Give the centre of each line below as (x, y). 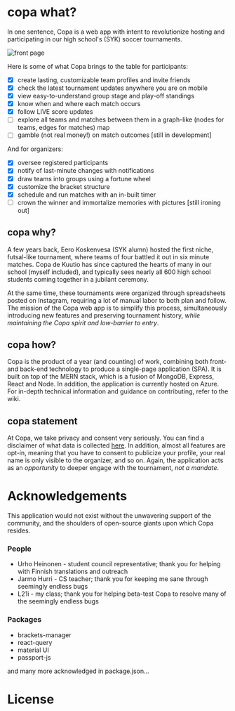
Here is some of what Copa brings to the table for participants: (98, 66)
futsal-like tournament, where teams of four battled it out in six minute (108, 256)
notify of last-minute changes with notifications (86, 171)
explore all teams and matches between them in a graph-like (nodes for (121, 119)
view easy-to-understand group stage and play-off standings (106, 96)
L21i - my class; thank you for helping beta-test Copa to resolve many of (122, 594)
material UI (33, 650)
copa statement (43, 421)
